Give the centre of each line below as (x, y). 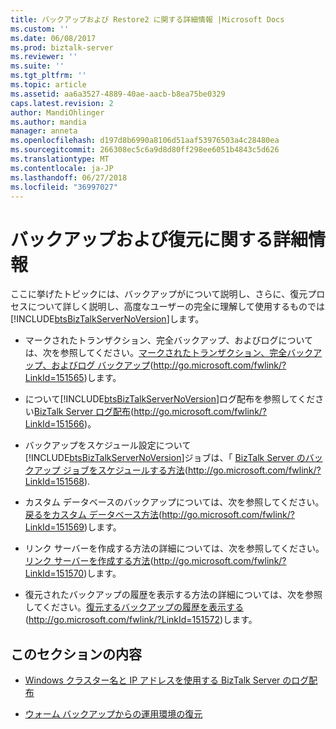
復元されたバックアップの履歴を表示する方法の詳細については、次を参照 (173, 595)
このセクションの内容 (76, 654)
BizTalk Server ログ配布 (82, 412)
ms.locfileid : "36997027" (64, 187)
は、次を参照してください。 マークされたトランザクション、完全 (156, 353)
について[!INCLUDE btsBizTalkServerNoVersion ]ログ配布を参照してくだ (170, 399)
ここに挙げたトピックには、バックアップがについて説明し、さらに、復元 (159, 294)
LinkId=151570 (54, 573)
